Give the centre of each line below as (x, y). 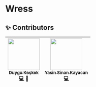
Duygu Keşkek (24, 73)
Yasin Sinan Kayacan (67, 73)
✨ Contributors (30, 28)
